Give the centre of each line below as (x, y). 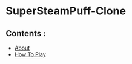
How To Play (30, 54)
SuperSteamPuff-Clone (66, 11)
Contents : (26, 34)
